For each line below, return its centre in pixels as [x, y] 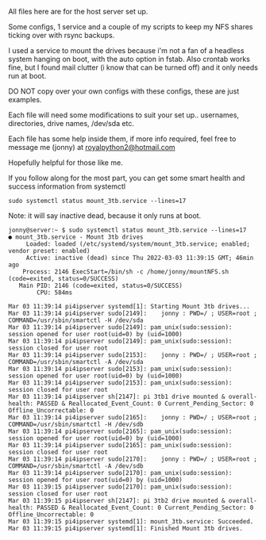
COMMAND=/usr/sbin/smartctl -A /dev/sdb [76, 466]
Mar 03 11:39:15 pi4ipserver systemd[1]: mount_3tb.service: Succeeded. [131, 522]
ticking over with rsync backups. [62, 35]
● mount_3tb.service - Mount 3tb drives [76, 237]
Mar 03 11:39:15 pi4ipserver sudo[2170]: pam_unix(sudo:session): [120, 487]
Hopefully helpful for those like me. [66, 163]
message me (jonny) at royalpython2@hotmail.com [92, 147]
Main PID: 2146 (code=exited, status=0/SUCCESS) [100, 285]
